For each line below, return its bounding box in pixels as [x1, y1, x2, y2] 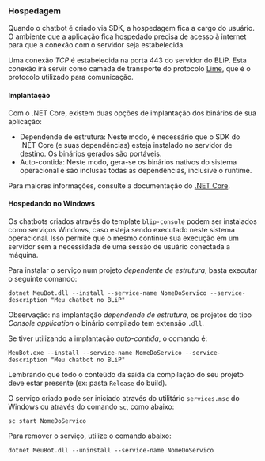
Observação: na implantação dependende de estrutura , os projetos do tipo [8, 310, 252, 319]
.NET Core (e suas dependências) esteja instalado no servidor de [19, 140, 233, 149]
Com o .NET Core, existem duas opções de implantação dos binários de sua [8, 108, 257, 118]
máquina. [8, 250, 39, 259]
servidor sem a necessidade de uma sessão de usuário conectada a [8, 241, 231, 251]
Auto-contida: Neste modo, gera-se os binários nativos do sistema [19, 157, 237, 167]
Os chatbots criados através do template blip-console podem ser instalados [8, 216, 257, 226]
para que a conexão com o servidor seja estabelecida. [8, 40, 186, 50]
